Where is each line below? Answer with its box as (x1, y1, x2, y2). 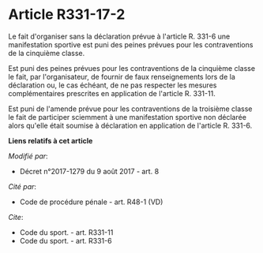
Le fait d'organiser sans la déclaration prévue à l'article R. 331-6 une (8, 32, 231, 41)
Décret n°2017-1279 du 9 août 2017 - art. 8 (19, 166, 160, 176)
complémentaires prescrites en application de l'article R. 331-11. (8, 88, 216, 98)
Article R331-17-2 (8, 6, 126, 24)
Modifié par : (8, 151, 49, 161)
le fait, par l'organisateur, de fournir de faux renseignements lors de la (8, 72, 235, 81)
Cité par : (8, 181, 37, 191)
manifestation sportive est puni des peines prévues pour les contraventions (8, 39, 254, 49)
